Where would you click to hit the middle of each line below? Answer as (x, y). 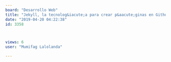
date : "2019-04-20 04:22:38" (36, 19)
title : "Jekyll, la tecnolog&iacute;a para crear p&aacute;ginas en (79, 15)
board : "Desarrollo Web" (32, 10)
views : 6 (15, 42)
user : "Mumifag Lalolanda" (34, 47)
